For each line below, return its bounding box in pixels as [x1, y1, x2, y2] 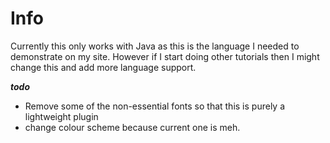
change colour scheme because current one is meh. [24, 121, 241, 133]
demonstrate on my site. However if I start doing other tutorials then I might [10, 50, 320, 62]
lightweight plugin [24, 110, 99, 122]
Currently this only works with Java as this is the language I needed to [10, 40, 300, 52]
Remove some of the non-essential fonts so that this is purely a [24, 100, 286, 112]
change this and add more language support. [10, 61, 197, 73]
